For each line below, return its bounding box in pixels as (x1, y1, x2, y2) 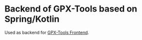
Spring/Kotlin (4, 13, 60, 25)
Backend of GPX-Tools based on (4, 3, 138, 14)
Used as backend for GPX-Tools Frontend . (4, 29, 89, 35)
